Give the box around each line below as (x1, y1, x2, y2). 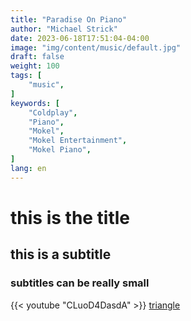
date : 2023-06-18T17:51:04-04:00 (10, 33, 150, 43)
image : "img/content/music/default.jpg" (10, 42, 182, 53)
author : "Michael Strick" (10, 24, 118, 34)
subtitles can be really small (10, 276, 150, 290)
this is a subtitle (10, 246, 112, 263)
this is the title (10, 206, 131, 229)
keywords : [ (10, 98, 60, 108)
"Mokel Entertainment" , (28, 136, 128, 146)
